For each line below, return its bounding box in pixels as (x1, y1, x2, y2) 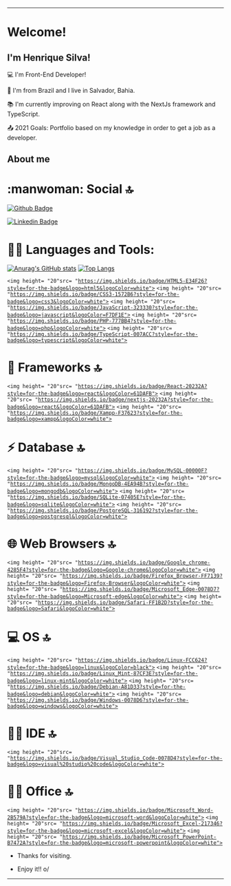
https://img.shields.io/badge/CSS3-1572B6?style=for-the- (10, 291, 180, 298)
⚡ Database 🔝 (7, 440, 85, 455)
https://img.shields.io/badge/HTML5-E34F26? (78, 278, 208, 285)
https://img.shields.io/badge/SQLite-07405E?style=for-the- (10, 494, 186, 501)
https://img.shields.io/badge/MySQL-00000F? (78, 467, 208, 475)
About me (7, 153, 50, 165)
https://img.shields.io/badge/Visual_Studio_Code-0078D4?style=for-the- (10, 755, 223, 761)
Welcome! (7, 25, 67, 40)
